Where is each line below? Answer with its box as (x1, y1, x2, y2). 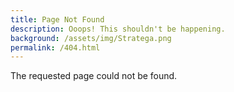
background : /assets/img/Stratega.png (10, 33, 172, 43)
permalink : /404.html (10, 42, 101, 53)
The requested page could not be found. (10, 70, 178, 82)
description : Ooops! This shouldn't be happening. (10, 24, 226, 34)
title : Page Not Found (10, 14, 105, 25)
